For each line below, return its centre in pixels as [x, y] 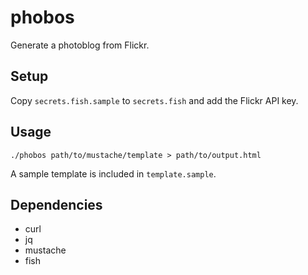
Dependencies [56, 204]
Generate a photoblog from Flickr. [80, 45]
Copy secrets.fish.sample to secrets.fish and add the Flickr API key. [154, 100]
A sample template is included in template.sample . [113, 173]
